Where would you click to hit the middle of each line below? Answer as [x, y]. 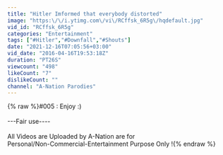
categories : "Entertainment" [50, 34]
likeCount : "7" [30, 73]
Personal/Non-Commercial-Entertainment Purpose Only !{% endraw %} [112, 144]
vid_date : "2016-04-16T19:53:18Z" [58, 54]
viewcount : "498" [33, 67]
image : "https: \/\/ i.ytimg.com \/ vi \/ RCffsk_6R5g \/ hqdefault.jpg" [105, 21]
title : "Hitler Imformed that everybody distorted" [85, 14]
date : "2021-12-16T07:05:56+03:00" [60, 47]
